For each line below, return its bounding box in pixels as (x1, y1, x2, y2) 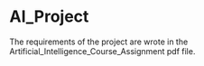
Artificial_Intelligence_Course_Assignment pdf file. (9, 45, 196, 56)
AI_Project (9, 6, 89, 27)
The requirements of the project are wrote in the (9, 36, 189, 47)
